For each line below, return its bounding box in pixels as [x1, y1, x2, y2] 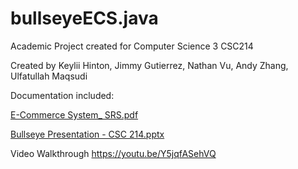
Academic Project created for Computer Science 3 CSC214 [10, 40, 254, 52]
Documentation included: [10, 89, 115, 101]
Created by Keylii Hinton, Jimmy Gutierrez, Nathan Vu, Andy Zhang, [10, 59, 289, 71]
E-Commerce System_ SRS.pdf [10, 108, 139, 121]
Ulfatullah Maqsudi [10, 70, 88, 82]
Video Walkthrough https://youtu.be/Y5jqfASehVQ [10, 147, 217, 159]
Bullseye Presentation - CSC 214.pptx [10, 128, 165, 140]
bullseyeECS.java [10, 7, 159, 30]
